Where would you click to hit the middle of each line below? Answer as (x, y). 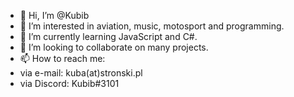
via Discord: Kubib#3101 (69, 83)
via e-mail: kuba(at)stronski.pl (81, 73)
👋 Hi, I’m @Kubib (54, 15)
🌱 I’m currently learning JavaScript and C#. (108, 36)
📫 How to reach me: (62, 58)
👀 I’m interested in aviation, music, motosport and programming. (152, 26)
